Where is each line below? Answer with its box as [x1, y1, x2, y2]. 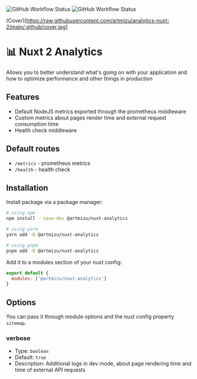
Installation [6, 183, 48, 193]
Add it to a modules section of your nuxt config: [6, 258, 122, 265]
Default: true [14, 354, 46, 361]
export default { [6, 270, 49, 276]
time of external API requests [14, 367, 86, 374]
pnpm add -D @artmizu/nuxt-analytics [6, 248, 99, 254]
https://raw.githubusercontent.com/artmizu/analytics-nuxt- [26, 17, 170, 24]
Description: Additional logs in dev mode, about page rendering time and [14, 360, 192, 367]
